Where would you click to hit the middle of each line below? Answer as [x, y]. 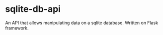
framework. [17, 28]
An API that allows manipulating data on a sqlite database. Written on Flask [81, 23]
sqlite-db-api [33, 9]
